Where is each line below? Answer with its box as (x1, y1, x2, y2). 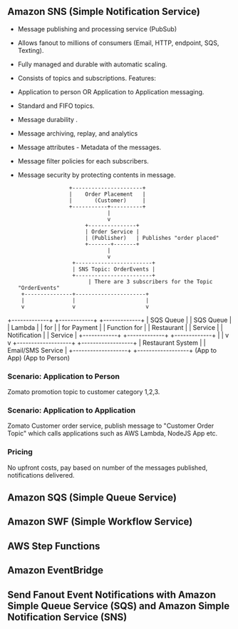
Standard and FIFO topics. (17, 101, 95, 110)
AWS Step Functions (7, 540, 100, 552)
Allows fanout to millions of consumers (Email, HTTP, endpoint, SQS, (17, 39, 219, 47)
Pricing (7, 447, 33, 457)
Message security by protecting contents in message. (17, 171, 176, 179)
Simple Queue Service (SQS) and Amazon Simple (7, 600, 230, 612)
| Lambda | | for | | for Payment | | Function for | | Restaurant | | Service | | (7, 323, 223, 331)
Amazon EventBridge (7, 564, 104, 577)
